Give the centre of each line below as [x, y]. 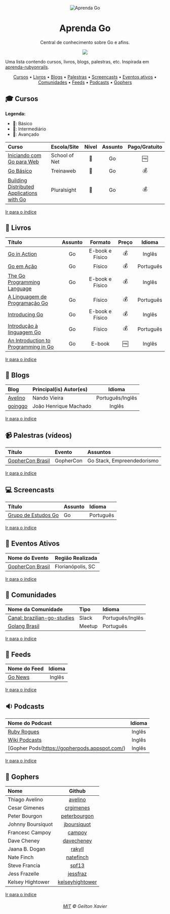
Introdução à [23, 326]
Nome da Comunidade [35, 609]
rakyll [77, 849]
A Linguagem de [27, 297]
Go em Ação [23, 266]
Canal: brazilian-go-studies [41, 618]
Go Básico [20, 171]
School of [62, 155]
